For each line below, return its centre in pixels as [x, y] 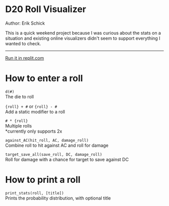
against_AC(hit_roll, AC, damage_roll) [47, 140]
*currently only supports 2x [34, 131]
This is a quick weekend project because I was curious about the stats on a [83, 33]
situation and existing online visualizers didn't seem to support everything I [83, 38]
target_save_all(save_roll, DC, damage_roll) [54, 154]
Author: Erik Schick [25, 23]
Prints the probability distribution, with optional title [58, 198]
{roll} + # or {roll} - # [31, 106]
